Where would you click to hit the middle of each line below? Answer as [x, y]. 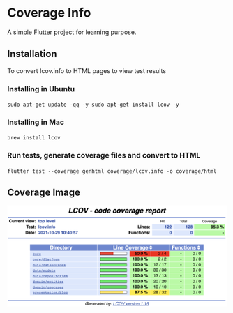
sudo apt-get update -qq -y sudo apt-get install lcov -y [93, 105]
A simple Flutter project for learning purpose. [72, 32]
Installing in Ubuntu [41, 89]
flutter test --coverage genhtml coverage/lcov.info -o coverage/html [112, 171]
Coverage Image [44, 193]
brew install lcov [34, 138]
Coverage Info [49, 13]
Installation [32, 54]
